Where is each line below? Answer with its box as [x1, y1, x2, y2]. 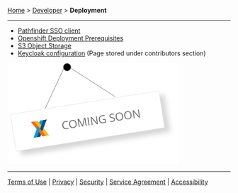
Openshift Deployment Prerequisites [17, 34, 124, 42]
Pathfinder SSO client [17, 26, 81, 35]
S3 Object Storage [17, 42, 72, 50]
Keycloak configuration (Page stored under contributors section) [17, 49, 206, 57]
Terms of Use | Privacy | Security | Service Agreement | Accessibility [7, 177, 209, 186]
